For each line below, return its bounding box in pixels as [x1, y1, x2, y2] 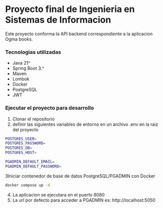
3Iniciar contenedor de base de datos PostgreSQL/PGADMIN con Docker [5, 173, 155, 179]
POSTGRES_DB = [5, 145, 32, 151]
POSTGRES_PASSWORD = [5, 141, 46, 146]
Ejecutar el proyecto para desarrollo [5, 104, 94, 111]
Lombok [12, 76, 30, 82]
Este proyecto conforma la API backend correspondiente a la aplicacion [5, 31, 153, 37]
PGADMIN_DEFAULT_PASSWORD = [5, 164, 61, 169]
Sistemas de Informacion [5, 14, 111, 26]
